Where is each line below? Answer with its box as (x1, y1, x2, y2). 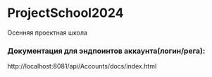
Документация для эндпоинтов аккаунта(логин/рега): (7, 46, 206, 56)
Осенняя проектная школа (7, 28, 88, 37)
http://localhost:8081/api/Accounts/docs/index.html (7, 62, 157, 71)
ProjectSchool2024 (7, 5, 124, 21)
